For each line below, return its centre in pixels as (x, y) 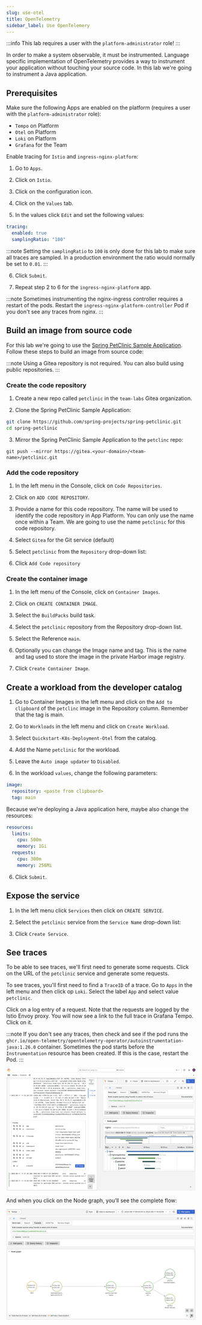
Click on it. (20, 1023)
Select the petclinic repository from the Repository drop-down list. (99, 627)
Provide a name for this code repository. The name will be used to (96, 509)
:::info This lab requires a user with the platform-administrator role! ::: (93, 43)
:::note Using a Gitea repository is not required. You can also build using (95, 363)
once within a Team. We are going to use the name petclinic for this (100, 522)
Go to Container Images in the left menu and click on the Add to (93, 702)
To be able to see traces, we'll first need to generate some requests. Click (98, 967)
